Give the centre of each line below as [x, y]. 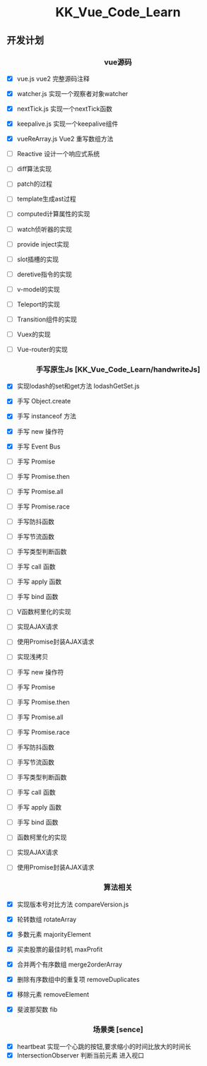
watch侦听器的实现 [44, 229]
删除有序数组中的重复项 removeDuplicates [78, 980]
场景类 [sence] [118, 1030]
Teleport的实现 [39, 304]
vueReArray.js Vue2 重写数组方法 [65, 139]
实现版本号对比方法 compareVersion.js [73, 904]
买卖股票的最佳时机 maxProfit [60, 949]
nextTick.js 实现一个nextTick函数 [65, 109]
